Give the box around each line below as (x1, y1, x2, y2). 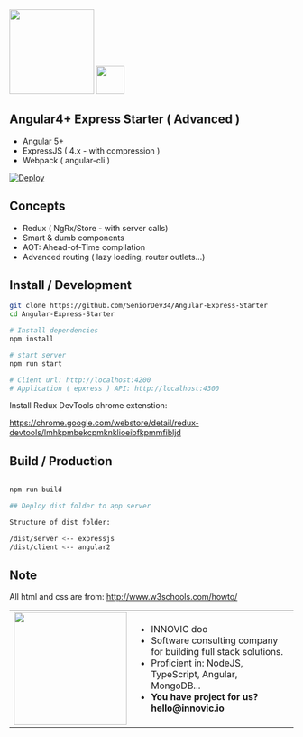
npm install (9, 334, 54, 344)
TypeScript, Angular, (151, 668, 238, 681)
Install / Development (9, 277, 133, 293)
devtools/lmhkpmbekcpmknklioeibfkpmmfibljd (9, 427, 182, 438)
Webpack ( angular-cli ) (22, 154, 111, 165)
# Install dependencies (9, 326, 99, 335)
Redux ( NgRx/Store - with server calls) (22, 222, 169, 233)
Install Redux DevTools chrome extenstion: (9, 400, 168, 411)
